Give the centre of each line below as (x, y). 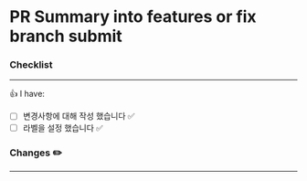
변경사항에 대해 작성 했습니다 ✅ (79, 116)
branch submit (66, 36)
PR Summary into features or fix (133, 17)
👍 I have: (27, 94)
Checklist (31, 65)
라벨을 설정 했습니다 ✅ (63, 128)
